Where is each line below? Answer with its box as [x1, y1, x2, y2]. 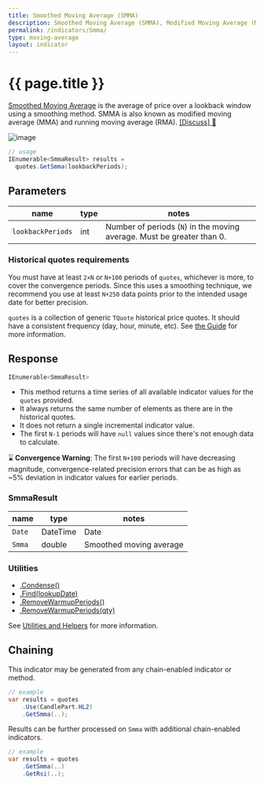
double [41, 539, 68, 550]
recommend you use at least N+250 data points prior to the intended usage [8, 289, 247, 298]
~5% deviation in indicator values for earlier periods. [8, 473, 178, 483]
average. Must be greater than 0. [105, 231, 226, 242]
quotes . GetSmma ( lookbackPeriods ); [15, 162, 128, 170]
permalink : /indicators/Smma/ [8, 26, 108, 34]
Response [8, 352, 59, 366]
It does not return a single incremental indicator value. [19, 420, 195, 430]
